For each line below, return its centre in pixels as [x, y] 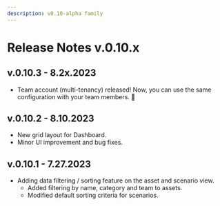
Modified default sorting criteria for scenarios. [93, 195]
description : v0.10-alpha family [55, 13]
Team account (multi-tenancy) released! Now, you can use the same [114, 90]
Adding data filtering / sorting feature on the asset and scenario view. [116, 181]
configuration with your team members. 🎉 [76, 96]
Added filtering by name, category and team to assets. [105, 188]
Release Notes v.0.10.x [73, 47]
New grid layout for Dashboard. [62, 135]
